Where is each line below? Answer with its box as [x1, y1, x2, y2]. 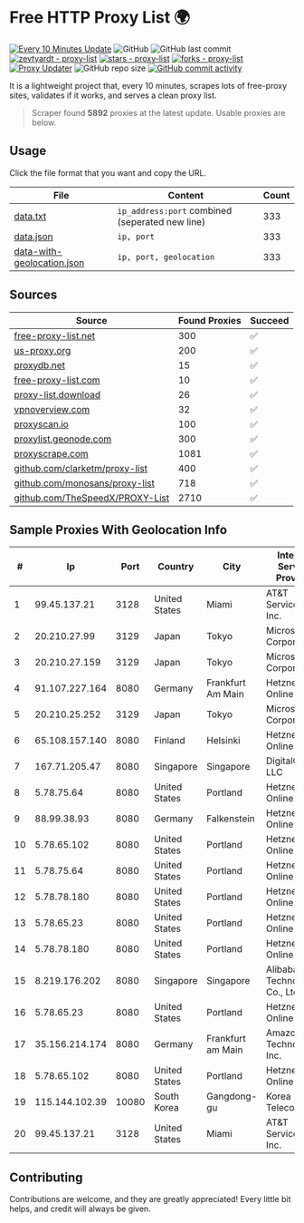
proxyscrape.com [14, 447, 89, 460]
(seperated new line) [117, 215, 206, 228]
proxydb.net [14, 359, 66, 372]
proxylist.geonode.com [14, 432, 112, 445]
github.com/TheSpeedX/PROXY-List [14, 491, 170, 504]
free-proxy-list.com [14, 374, 101, 386]
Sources [9, 287, 58, 303]
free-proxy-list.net [14, 329, 96, 342]
